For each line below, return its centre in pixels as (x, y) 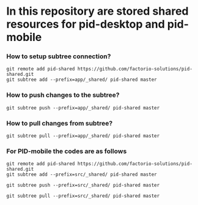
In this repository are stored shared (97, 11)
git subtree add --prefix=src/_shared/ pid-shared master (82, 175)
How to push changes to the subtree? (63, 95)
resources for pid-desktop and (86, 24)
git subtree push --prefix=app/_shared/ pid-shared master (83, 108)
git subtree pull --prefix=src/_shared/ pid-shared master (83, 196)
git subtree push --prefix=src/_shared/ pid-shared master (83, 185)
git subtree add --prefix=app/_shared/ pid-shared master (82, 80)
